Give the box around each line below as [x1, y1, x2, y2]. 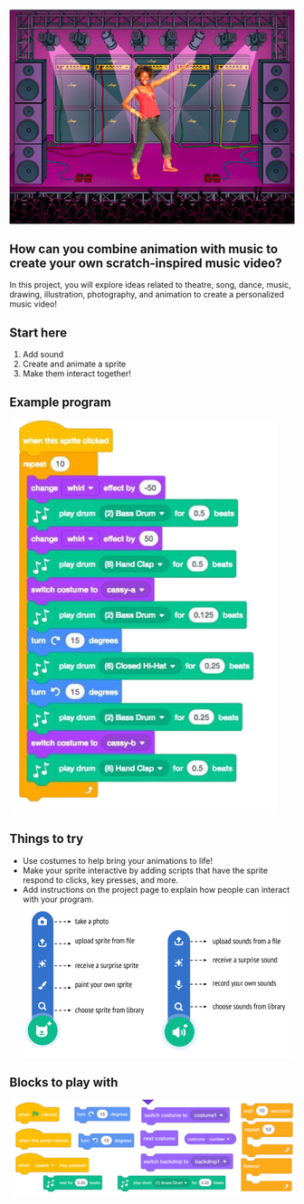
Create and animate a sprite [22, 358, 127, 370]
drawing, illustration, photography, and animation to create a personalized [9, 289, 285, 300]
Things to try [9, 831, 84, 847]
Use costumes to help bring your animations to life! [22, 855, 213, 866]
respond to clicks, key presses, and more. [22, 874, 179, 886]
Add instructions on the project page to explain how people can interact [22, 884, 290, 895]
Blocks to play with [9, 1075, 119, 1090]
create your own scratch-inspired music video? [9, 255, 282, 270]
